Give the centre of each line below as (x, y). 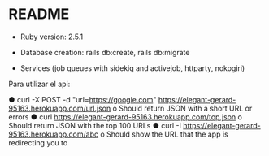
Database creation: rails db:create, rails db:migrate (105, 52)
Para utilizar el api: (39, 84)
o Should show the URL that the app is (165, 134)
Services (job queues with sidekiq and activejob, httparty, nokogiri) (132, 68)
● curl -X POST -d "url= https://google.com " (82, 99)
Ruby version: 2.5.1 (52, 37)
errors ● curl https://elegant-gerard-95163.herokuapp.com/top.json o (125, 117)
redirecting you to (38, 142)
